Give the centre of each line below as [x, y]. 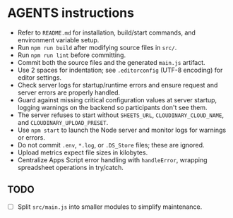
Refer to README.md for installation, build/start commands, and [107, 32]
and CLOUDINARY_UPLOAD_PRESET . [63, 122]
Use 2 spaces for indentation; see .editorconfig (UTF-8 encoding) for [120, 70]
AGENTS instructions [71, 13]
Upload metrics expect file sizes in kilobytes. [83, 152]
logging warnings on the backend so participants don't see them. [112, 107]
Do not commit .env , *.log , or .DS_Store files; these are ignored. [111, 145]
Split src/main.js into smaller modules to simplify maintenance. [110, 207]
